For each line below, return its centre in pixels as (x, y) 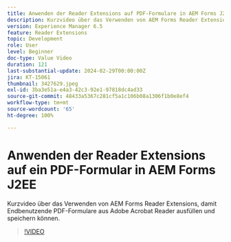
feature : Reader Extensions (47, 33)
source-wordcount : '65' (41, 109)
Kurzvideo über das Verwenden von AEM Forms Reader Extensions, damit (112, 204)
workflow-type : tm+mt (38, 103)
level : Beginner (30, 52)
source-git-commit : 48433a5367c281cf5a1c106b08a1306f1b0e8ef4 (98, 97)
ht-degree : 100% (30, 115)
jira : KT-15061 (29, 77)
